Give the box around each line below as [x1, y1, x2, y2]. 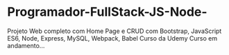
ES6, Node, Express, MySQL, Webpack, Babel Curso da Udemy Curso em [7, 34, 217, 42]
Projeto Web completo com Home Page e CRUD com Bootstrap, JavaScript [7, 27, 222, 35]
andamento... [7, 41, 45, 49]
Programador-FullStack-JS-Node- [7, 4, 207, 20]
